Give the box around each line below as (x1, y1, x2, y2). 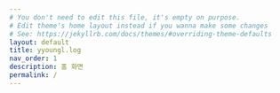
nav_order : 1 (9, 54, 58, 63)
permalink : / (9, 71, 58, 80)
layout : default (9, 37, 69, 47)
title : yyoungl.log (9, 46, 82, 55)
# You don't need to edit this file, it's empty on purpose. (9, 12, 241, 22)
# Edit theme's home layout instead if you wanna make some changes (9, 21, 268, 30)
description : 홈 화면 (9, 63, 84, 72)
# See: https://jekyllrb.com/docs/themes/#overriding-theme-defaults (9, 29, 273, 38)
